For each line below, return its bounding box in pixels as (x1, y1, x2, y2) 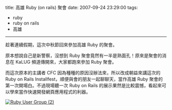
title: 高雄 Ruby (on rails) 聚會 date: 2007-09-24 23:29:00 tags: (5, 5, 138, 10)
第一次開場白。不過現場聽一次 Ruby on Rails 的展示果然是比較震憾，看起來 (5, 82, 162, 88)
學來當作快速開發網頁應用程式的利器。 (9, 89, 91, 95)
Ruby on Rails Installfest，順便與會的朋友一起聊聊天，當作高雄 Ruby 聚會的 (5, 76, 163, 82)
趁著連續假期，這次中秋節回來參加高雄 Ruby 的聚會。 (5, 42, 118, 47)
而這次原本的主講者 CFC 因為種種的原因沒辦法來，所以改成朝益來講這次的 (5, 70, 161, 75)
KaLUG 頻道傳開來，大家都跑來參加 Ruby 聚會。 (15, 59, 117, 65)
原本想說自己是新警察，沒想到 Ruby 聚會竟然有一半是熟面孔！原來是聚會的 (5, 52, 162, 59)
